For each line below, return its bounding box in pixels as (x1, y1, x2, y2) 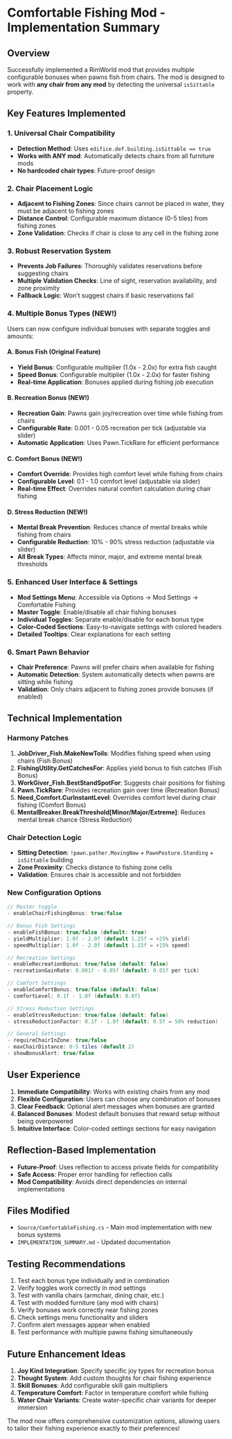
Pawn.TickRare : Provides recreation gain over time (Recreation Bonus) (17, 785, 220, 794)
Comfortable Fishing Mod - (7, 5, 166, 21)
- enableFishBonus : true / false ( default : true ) (7, 929, 148, 936)
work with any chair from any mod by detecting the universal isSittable (7, 80, 215, 88)
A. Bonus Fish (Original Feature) (7, 348, 101, 356)
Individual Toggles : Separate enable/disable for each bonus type (17, 615, 204, 623)
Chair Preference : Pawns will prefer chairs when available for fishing (17, 663, 215, 671)
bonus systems (17, 1230, 61, 1239)
